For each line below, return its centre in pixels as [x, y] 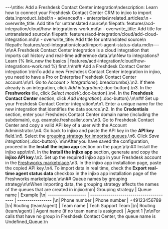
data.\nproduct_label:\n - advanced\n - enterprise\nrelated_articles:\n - [78, 18]
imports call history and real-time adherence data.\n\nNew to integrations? [82, 55]
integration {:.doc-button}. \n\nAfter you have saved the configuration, [77, 141]
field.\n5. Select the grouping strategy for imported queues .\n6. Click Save [82, 136]
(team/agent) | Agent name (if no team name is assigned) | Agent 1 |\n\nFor [83, 211]
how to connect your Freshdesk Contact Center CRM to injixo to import [78, 13]
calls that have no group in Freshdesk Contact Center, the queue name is [80, 216]
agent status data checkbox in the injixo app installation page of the [86, 173]
